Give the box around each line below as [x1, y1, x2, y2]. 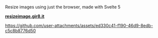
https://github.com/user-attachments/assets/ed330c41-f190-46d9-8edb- [5, 23, 153, 28]
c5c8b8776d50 [5, 28, 36, 33]
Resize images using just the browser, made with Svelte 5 [5, 4, 121, 10]
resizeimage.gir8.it [5, 13, 45, 19]
